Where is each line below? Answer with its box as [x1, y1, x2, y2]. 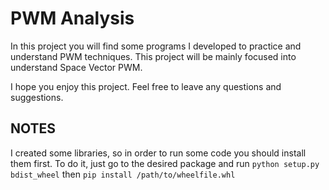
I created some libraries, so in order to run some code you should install [10, 147, 307, 159]
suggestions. [10, 91, 64, 103]
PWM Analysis [10, 7, 135, 30]
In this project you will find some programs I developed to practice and [10, 40, 302, 52]
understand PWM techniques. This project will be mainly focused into [10, 50, 297, 62]
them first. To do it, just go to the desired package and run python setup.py [10, 157, 320, 169]
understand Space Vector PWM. [10, 61, 143, 73]
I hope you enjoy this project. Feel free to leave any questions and [10, 80, 282, 92]
